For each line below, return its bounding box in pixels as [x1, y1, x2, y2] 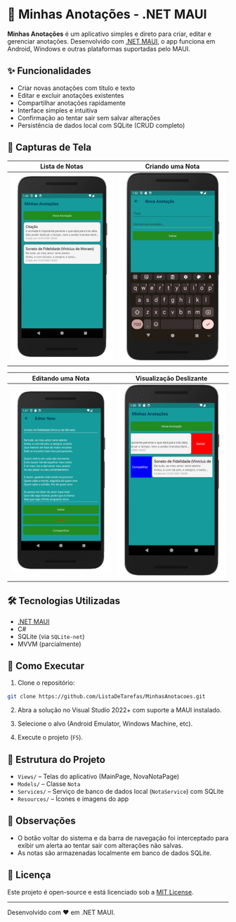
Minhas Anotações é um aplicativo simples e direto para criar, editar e [7, 30, 212, 38]
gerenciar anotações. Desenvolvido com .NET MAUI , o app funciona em [7, 37, 216, 45]
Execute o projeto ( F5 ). [17, 733, 83, 742]
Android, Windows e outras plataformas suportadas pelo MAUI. [7, 44, 191, 53]
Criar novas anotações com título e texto [17, 84, 136, 92]
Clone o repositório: [17, 678, 75, 687]
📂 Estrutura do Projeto [7, 753, 105, 766]
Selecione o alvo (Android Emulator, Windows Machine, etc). [17, 719, 193, 728]
